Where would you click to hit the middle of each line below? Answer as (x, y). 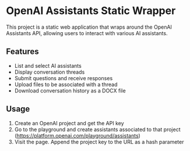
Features (22, 52)
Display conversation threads (50, 72)
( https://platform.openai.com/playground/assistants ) (78, 135)
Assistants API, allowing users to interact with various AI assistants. (87, 33)
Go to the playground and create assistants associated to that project (97, 129)
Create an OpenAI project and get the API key (69, 123)
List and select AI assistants (48, 66)
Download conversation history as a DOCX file (70, 90)
